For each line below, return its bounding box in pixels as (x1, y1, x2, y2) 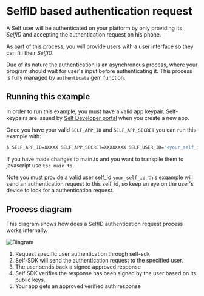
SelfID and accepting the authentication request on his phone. (6, 30, 161, 38)
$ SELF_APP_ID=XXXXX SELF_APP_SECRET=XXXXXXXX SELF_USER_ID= (6, 144, 165, 150)
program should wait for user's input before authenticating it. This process (6, 67, 192, 74)
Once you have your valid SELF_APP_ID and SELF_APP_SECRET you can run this (6, 126, 196, 133)
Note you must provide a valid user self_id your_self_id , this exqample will (6, 174, 193, 181)
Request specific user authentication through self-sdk (15, 250, 150, 258)
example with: (6, 132, 41, 139)
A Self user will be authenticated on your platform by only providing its (6, 24, 183, 32)
